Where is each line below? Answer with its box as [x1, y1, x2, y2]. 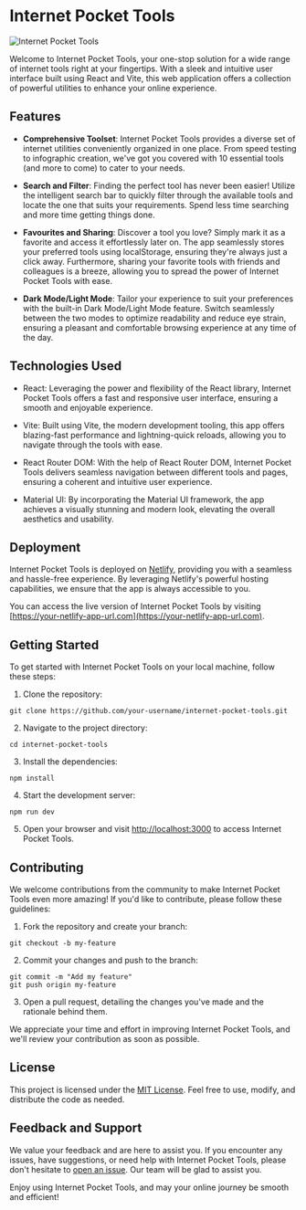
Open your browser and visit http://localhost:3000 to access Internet [22, 824, 281, 835]
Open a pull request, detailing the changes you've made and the [22, 996, 265, 1007]
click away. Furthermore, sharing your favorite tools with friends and [22, 256, 280, 267]
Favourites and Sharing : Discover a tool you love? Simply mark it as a [22, 226, 286, 237]
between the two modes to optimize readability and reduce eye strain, [22, 312, 287, 323]
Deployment [9, 540, 81, 555]
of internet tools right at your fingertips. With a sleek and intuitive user [9, 63, 274, 74]
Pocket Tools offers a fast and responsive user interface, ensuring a [22, 392, 279, 403]
